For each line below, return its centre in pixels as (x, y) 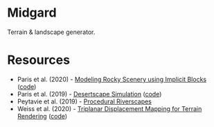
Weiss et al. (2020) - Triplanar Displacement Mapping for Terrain (109, 108)
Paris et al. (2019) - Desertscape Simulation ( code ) (89, 94)
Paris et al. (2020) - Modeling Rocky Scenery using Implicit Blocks (112, 79)
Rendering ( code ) (42, 116)
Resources (39, 60)
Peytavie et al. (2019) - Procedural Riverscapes (84, 101)
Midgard (32, 13)
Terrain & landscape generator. (51, 32)
